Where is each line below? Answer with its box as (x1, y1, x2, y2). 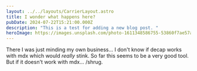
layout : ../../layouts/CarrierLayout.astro (6, 8, 114, 15)
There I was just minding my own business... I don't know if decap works (6, 46, 182, 53)
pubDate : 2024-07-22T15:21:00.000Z (6, 19, 93, 25)
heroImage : (6, 30, 33, 36)
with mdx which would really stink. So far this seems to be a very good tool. (6, 52, 189, 59)
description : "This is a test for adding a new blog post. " (6, 24, 159, 31)
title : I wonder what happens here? (6, 14, 96, 20)
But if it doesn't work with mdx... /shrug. (6, 59, 103, 66)
